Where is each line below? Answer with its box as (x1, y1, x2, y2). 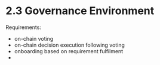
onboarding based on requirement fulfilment (14, 47, 124, 54)
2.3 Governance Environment (5, 4, 155, 18)
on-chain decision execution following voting (14, 41, 125, 48)
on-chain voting (14, 35, 54, 42)
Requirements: (5, 24, 41, 31)
